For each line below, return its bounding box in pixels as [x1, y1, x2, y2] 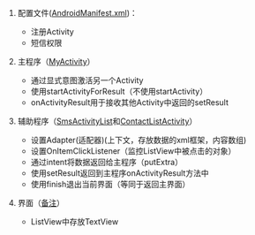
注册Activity [30, 27, 75, 37]
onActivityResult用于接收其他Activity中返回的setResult [30, 97, 229, 108]
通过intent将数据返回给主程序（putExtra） [30, 157, 184, 167]
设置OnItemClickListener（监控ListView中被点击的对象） [30, 146, 236, 156]
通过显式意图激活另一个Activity [30, 75, 144, 86]
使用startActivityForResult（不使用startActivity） [30, 87, 208, 96]
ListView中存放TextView [30, 216, 119, 227]
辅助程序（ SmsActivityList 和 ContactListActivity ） [17, 116, 198, 126]
